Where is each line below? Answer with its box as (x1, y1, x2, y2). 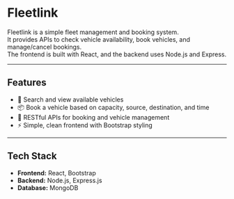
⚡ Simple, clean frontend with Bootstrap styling (17, 120, 153, 129)
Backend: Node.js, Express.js (17, 176, 102, 184)
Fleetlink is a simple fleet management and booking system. (7, 28, 179, 36)
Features (7, 77, 47, 88)
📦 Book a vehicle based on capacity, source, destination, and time (17, 103, 210, 111)
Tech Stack (7, 150, 57, 162)
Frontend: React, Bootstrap (17, 168, 96, 177)
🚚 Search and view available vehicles (17, 95, 124, 104)
